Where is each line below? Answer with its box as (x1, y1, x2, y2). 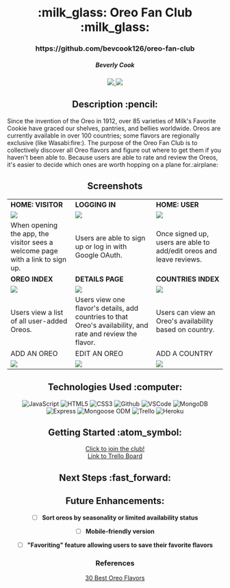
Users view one (75, 294, 125, 304)
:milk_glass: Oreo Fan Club (37, 5, 193, 21)
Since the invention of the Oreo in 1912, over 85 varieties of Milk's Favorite (7, 116, 216, 125)
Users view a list (10, 307, 64, 317)
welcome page (10, 246, 58, 255)
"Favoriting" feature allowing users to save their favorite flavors (27, 541, 214, 549)
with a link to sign (10, 255, 67, 264)
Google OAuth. (75, 250, 123, 259)
